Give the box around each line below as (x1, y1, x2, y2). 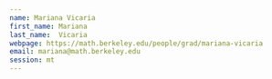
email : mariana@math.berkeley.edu (9, 47, 141, 56)
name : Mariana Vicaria (9, 13, 96, 23)
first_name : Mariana (9, 22, 89, 31)
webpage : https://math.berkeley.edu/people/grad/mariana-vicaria (9, 38, 263, 48)
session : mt (9, 55, 55, 64)
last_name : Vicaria (9, 30, 89, 39)
